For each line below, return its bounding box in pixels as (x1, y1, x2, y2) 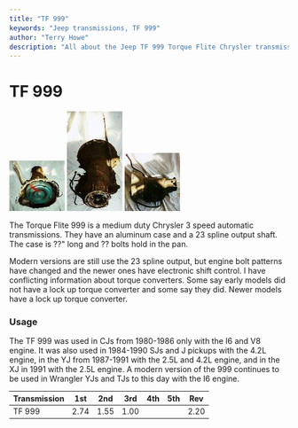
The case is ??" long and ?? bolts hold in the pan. (9, 239, 189, 250)
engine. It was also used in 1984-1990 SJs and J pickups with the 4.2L (9, 346, 267, 356)
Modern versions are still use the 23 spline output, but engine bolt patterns (9, 256, 283, 267)
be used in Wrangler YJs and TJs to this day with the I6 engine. (9, 373, 239, 385)
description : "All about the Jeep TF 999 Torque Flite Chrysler (9, 43, 252, 51)
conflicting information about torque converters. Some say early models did (9, 275, 286, 285)
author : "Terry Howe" (9, 33, 90, 42)
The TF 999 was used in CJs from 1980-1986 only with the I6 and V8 (9, 336, 262, 346)
